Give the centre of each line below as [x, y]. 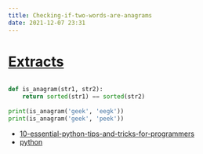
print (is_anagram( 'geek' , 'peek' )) [66, 119]
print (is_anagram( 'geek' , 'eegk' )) [66, 112]
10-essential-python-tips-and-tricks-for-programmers [107, 134]
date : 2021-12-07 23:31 [47, 23]
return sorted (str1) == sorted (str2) [84, 97]
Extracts [36, 62]
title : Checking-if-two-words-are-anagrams [80, 15]
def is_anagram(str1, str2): [56, 90]
